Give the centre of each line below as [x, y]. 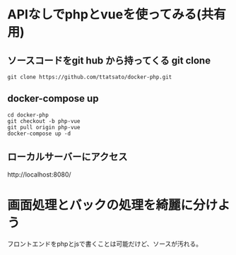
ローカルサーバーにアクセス [67, 157]
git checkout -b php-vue [44, 121]
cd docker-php [28, 115]
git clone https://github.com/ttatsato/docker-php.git [90, 77]
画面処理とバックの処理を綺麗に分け [113, 205]
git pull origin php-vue [44, 127]
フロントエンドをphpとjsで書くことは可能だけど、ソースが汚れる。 [105, 244]
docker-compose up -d [39, 134]
